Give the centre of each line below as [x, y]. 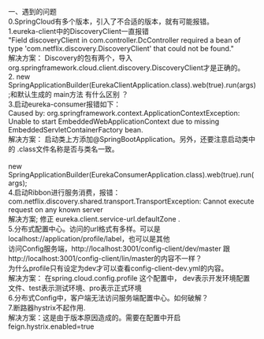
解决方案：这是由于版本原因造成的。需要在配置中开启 [95, 317]
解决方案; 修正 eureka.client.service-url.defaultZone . [94, 219]
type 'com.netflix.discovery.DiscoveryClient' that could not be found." [121, 48]
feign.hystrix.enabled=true [51, 326]
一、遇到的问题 [32, 11]
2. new [19, 76]
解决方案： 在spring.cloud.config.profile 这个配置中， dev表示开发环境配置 [129, 278]
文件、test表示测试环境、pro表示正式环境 [75, 288]
